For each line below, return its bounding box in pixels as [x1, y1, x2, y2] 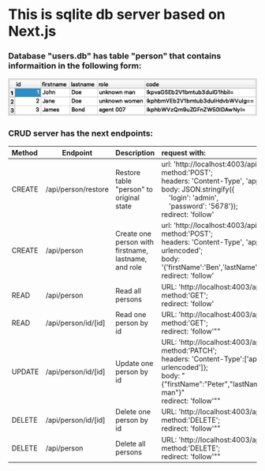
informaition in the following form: [8, 61, 142, 72]
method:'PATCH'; [161, 346, 217, 356]
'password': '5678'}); [168, 201, 238, 211]
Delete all [115, 439, 146, 449]
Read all [115, 286, 142, 296]
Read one [115, 309, 147, 319]
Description [115, 148, 155, 157]
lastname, [115, 254, 147, 264]
